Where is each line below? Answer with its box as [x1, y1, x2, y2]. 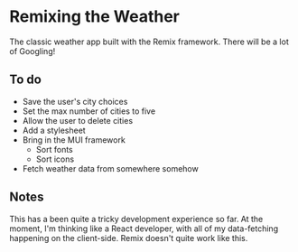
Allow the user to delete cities [22, 115, 134, 126]
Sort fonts [35, 144, 74, 154]
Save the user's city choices [22, 96, 128, 107]
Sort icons [35, 154, 75, 164]
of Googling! [9, 45, 56, 56]
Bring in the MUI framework [22, 134, 126, 145]
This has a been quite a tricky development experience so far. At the [9, 213, 264, 224]
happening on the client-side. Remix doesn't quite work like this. [9, 232, 248, 243]
